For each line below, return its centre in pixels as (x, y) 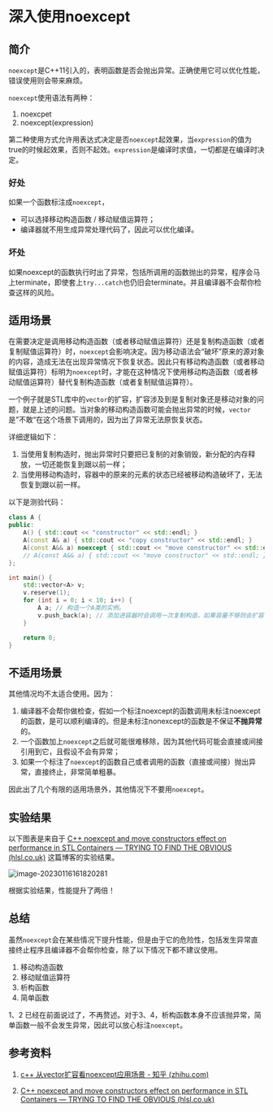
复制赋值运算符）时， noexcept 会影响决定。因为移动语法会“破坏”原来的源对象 (136, 351)
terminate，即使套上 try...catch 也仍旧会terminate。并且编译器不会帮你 (134, 282)
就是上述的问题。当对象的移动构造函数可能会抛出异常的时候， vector (136, 410)
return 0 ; (40, 638)
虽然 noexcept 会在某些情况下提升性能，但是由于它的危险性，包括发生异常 (130, 940)
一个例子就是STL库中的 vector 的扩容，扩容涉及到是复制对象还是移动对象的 (133, 399)
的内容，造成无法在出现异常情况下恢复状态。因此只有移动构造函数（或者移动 (136, 362)
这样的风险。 (37, 292)
